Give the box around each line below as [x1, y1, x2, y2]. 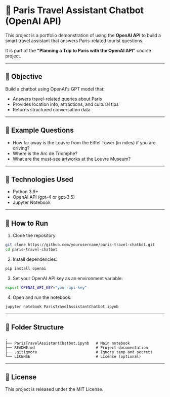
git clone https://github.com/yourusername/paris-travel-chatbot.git [5, 242, 155, 248]
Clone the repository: [12, 232, 57, 238]
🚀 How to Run [5, 219, 49, 228]
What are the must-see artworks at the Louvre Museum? [12, 156, 131, 162]
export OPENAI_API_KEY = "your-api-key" [5, 285, 87, 290]
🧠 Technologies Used [5, 175, 73, 184]
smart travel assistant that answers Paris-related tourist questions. [5, 38, 144, 44]
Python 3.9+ [12, 189, 39, 195]
